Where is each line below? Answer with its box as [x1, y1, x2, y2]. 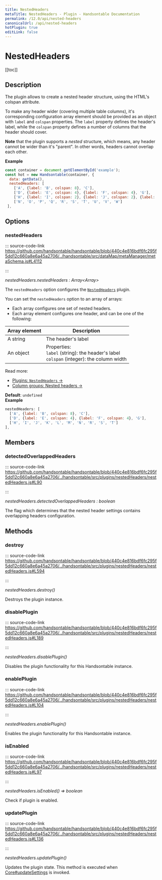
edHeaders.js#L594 [5, 568, 45, 574]
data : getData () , [9, 177, 45, 181]
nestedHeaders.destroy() [5, 587, 56, 593]
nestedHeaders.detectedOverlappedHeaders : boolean [5, 498, 115, 504]
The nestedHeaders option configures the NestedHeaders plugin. [5, 287, 131, 292]
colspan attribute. [5, 99, 40, 105]
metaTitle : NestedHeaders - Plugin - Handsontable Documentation [5, 12, 140, 17]
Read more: [5, 368, 28, 374]
